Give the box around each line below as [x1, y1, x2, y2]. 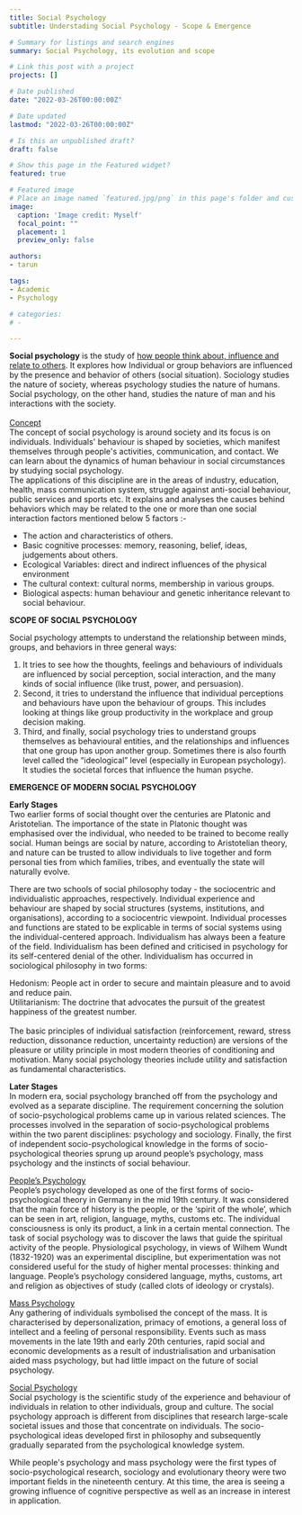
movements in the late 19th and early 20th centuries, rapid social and [9, 1336, 265, 1347]
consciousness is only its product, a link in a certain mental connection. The [9, 1223, 290, 1234]
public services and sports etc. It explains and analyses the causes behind [9, 494, 285, 505]
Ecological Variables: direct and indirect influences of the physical [22, 559, 267, 570]
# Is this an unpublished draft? [9, 136, 135, 145]
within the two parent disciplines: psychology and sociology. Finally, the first [9, 1129, 292, 1140]
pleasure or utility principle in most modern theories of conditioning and [9, 1045, 275, 1056]
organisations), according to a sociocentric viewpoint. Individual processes [9, 913, 288, 924]
